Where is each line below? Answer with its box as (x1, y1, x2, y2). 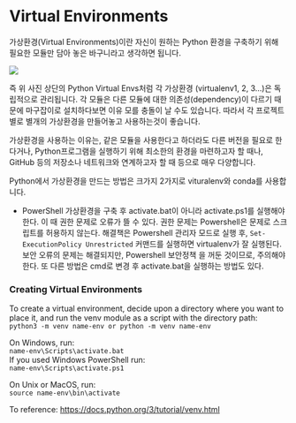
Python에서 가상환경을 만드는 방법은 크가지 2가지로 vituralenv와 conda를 (9, 175, 263, 186)
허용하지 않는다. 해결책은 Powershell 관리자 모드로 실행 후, (45, 227, 248, 238)
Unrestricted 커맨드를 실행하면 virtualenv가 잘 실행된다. (85, 238, 283, 249)
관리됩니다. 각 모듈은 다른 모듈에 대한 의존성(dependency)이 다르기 (39, 94, 272, 104)
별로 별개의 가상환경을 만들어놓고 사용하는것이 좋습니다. (9, 116, 201, 126)
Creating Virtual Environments (9, 283, 143, 295)
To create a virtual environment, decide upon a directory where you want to (9, 303, 285, 314)
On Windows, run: (9, 337, 75, 348)
